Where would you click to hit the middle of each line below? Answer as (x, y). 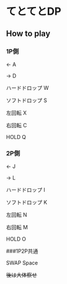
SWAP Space (22, 263)
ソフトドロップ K (27, 202)
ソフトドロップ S (26, 100)
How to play (28, 33)
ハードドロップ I (26, 190)
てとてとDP (34, 11)
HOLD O (16, 239)
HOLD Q (16, 137)
